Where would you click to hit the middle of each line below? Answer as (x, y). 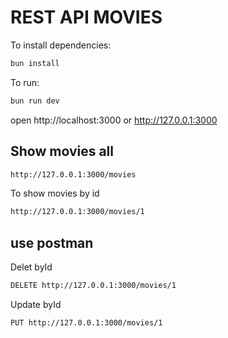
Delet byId (31, 267)
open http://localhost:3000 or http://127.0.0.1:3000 (114, 120)
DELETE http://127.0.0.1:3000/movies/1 (93, 286)
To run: (25, 82)
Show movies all (62, 151)
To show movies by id (55, 193)
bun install (35, 63)
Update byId (36, 304)
